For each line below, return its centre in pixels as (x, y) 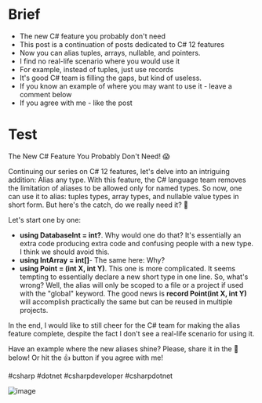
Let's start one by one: (44, 220)
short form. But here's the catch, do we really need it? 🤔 (98, 205)
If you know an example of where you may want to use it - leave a (126, 86)
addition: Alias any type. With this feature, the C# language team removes (127, 180)
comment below (45, 94)
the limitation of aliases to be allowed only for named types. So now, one (125, 188)
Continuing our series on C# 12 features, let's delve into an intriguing (119, 171)
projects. (34, 310)
